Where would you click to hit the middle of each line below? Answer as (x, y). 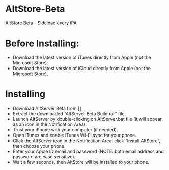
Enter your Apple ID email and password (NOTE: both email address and (88, 151)
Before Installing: (42, 43)
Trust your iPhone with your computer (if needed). (65, 129)
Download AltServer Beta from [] (47, 108)
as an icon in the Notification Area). (50, 124)
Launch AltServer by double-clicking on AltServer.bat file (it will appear (87, 119)
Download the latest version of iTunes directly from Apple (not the (82, 57)
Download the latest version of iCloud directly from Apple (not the (82, 68)
